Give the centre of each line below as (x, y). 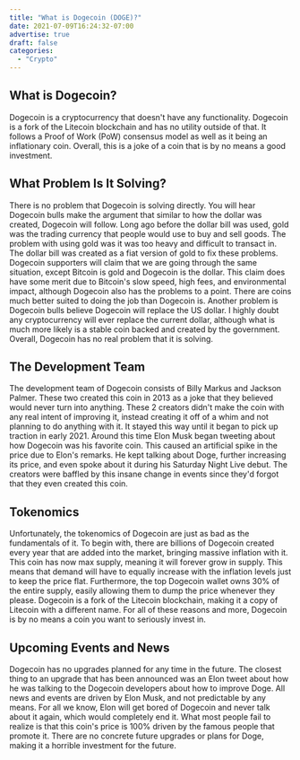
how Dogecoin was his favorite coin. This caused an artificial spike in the (144, 446)
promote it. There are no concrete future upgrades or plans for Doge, (137, 736)
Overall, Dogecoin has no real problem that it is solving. (111, 338)
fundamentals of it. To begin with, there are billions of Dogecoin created (142, 543)
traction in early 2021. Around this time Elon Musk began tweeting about (142, 436)
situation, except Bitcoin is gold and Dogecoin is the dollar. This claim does (147, 272)
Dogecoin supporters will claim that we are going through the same (133, 262)
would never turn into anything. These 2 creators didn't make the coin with (147, 407)
